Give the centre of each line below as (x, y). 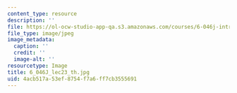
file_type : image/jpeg (41, 33)
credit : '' (30, 53)
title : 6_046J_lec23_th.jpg (49, 72)
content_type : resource (42, 14)
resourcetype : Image (38, 66)
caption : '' (31, 46)
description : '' (31, 20)
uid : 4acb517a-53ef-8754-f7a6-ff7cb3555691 (72, 79)
